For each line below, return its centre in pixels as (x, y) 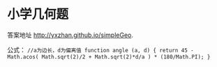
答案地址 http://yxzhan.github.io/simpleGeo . (70, 35)
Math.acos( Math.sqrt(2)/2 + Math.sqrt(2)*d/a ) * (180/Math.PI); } (109, 57)
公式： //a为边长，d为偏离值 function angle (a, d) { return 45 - (100, 50)
